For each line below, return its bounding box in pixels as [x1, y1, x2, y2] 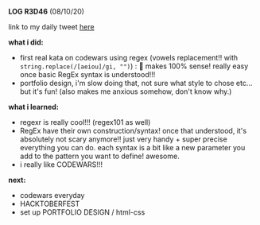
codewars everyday [19, 191, 85, 200]
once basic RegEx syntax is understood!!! [19, 70, 156, 79]
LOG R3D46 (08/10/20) [8, 7, 85, 16]
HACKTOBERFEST [19, 199, 80, 208]
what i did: [8, 37, 44, 47]
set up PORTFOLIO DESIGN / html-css [19, 208, 146, 217]
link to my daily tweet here [8, 22, 95, 31]
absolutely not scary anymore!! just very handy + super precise [19, 134, 228, 144]
